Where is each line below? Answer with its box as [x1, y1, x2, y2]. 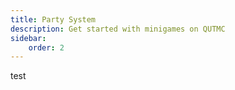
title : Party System [10, 14, 97, 25]
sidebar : [10, 33, 47, 43]
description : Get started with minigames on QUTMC [10, 24, 226, 34]
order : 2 [28, 42, 65, 53]
